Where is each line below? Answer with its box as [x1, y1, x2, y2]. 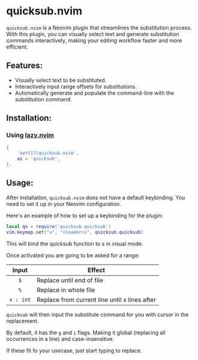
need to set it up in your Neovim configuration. [6, 200, 121, 208]
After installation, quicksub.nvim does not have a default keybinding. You [6, 194, 185, 201]
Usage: [6, 178, 34, 188]
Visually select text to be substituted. [14, 76, 107, 83]
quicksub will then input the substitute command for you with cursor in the [6, 311, 189, 318]
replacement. [6, 317, 39, 325]
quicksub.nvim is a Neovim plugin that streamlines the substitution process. [6, 24, 192, 31]
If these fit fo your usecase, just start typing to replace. [6, 347, 142, 354]
